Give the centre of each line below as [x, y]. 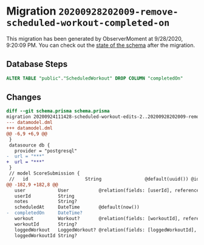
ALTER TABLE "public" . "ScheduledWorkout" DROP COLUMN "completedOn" [95, 78]
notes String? [46, 202]
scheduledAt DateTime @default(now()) [77, 207]
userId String [44, 196]
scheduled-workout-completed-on [88, 23]
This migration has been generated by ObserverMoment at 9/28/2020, [95, 38]
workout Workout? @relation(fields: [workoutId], [97, 219]
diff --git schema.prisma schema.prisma [58, 111]
